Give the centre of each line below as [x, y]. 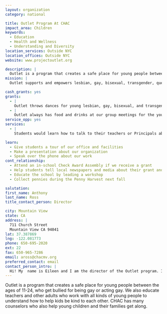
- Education [22, 37]
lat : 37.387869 [21, 234]
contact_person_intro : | [31, 266]
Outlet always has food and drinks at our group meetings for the [84, 115]
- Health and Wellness [33, 42]
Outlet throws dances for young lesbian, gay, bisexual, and [79, 106]
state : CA [15, 216]
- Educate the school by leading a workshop [56, 175]
